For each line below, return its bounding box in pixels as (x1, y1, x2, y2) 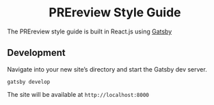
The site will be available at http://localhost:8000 (7, 90, 149, 98)
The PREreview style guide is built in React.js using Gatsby (7, 27, 172, 35)
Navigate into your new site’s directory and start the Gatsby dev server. (7, 65, 207, 73)
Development (7, 47, 66, 59)
